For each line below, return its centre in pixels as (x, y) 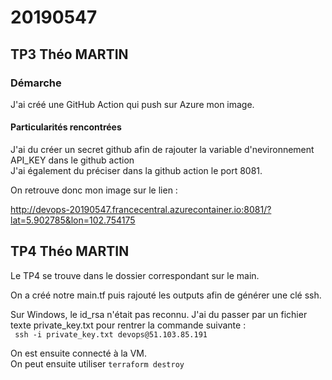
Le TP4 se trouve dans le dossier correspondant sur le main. (135, 275)
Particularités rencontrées (66, 127)
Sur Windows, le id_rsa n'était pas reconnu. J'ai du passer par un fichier (159, 314)
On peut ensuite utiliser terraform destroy (97, 363)
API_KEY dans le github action (72, 160)
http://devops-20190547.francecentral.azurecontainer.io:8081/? (141, 210)
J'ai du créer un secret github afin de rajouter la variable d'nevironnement (162, 150)
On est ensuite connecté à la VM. (78, 353)
